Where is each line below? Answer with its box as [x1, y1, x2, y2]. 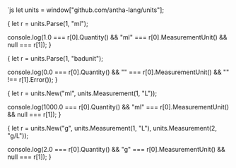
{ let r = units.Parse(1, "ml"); [7, 20, 88, 28]
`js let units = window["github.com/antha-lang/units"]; [7, 6, 165, 14]
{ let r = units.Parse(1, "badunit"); [7, 54, 104, 63]
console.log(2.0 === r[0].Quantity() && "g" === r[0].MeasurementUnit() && [7, 145, 226, 154]
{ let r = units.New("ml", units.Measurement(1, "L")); [7, 89, 158, 97]
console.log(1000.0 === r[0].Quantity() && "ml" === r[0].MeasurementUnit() [7, 103, 230, 112]
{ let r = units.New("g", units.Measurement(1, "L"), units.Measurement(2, [7, 124, 218, 133]
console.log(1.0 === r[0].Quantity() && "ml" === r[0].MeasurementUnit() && [7, 33, 228, 42]
